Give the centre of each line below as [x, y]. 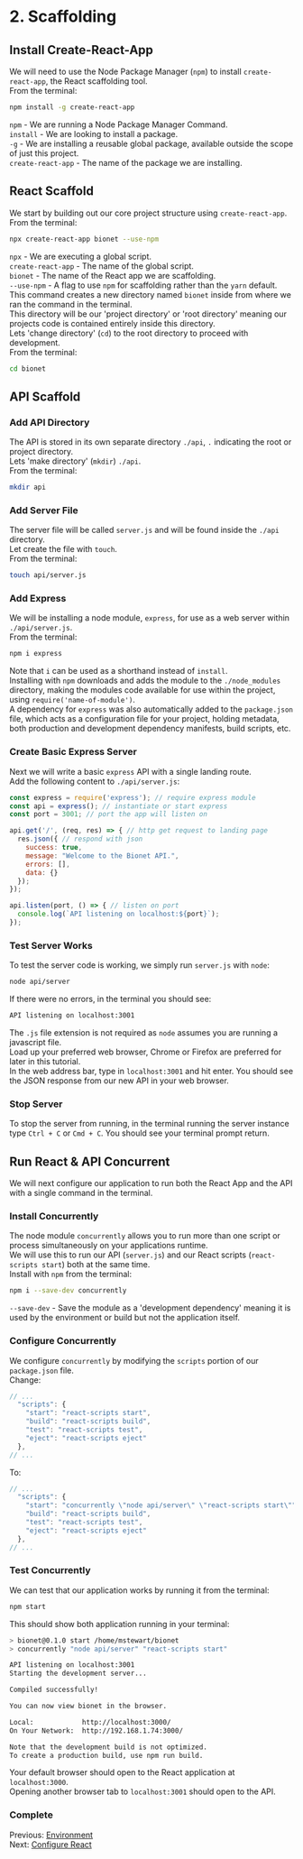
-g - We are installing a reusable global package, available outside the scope [151, 143]
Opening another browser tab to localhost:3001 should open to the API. [143, 1791]
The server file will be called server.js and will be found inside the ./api [144, 530]
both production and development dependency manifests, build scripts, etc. [150, 729]
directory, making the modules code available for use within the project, [142, 690]
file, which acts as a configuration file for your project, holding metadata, [144, 719]
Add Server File [44, 510]
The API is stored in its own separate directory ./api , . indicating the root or [151, 442]
